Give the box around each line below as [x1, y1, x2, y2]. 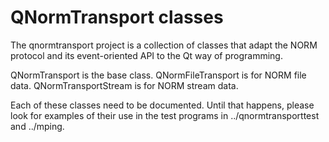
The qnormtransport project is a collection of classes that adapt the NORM [10, 39, 318, 51]
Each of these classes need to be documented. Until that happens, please [10, 99, 315, 111]
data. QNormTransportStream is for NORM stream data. [10, 79, 239, 91]
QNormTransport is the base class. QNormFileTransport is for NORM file [10, 69, 307, 81]
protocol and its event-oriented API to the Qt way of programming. [10, 49, 283, 61]
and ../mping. [10, 120, 65, 132]
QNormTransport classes [10, 6, 224, 29]
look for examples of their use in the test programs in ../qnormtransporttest [10, 109, 320, 121]
